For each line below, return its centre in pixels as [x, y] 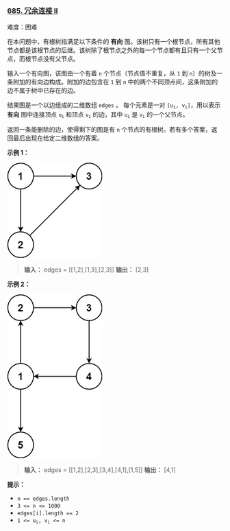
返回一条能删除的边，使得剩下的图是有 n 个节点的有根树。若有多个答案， [110, 130]
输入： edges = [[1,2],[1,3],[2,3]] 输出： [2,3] [86, 270]
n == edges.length [43, 499]
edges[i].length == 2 [48, 514]
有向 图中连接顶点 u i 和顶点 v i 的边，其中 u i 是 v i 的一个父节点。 [98, 115]
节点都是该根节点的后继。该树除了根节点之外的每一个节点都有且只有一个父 [112, 50]
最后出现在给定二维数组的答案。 [58, 138]
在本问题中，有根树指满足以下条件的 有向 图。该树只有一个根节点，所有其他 [114, 42]
